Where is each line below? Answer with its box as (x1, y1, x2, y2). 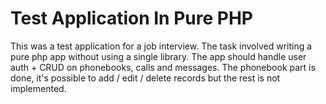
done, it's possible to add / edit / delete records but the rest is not (10, 72, 281, 84)
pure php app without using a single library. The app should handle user (10, 50, 307, 62)
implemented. (10, 82, 67, 94)
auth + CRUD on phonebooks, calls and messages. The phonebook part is (10, 61, 316, 73)
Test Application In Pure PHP (10, 7, 253, 30)
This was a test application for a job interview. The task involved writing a (10, 40, 313, 52)
